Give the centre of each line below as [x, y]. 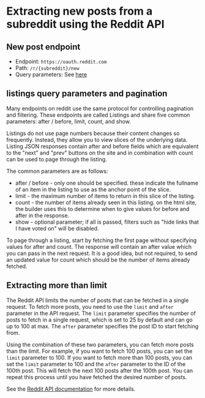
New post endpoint [43, 47]
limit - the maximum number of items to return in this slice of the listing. [105, 196]
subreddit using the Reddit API [85, 24]
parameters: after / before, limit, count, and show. [69, 121]
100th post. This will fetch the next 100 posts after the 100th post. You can [100, 370]
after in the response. [42, 215]
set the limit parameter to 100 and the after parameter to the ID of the [96, 364]
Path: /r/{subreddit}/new [47, 68]
